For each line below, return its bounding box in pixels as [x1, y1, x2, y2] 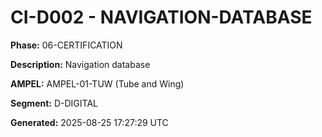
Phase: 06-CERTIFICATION [10, 39, 123, 51]
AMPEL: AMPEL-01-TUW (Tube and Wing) [10, 77, 185, 90]
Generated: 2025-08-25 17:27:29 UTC [10, 116, 169, 128]
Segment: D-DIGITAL [10, 97, 98, 109]
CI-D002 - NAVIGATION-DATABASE [10, 6, 313, 29]
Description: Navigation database [10, 58, 151, 70]
